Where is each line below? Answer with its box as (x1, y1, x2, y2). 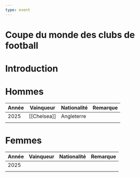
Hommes (5, 86, 44, 97)
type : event (5, 7, 30, 13)
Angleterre (61, 112, 87, 120)
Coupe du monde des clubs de (5, 29, 135, 40)
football (5, 40, 39, 51)
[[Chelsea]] (28, 112, 56, 120)
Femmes (5, 135, 42, 146)
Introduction (5, 63, 58, 74)
